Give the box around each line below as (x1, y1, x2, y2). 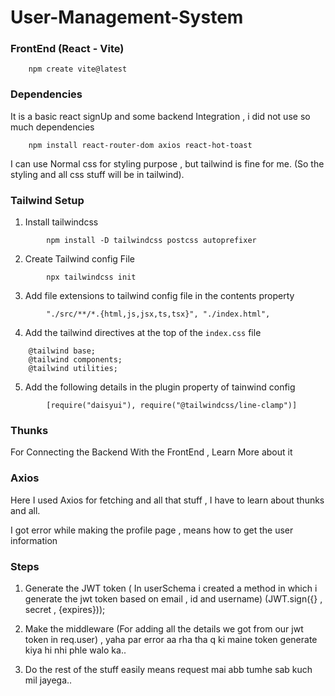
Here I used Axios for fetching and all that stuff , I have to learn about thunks (10, 494, 325, 506)
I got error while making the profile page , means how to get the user (10, 524, 294, 536)
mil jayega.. (24, 674, 73, 686)
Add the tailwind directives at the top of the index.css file (24, 327, 262, 339)
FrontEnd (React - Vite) (10, 42, 125, 56)
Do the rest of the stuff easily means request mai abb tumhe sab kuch (24, 663, 313, 675)
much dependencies (10, 121, 95, 133)
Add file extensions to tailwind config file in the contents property (24, 290, 295, 302)
